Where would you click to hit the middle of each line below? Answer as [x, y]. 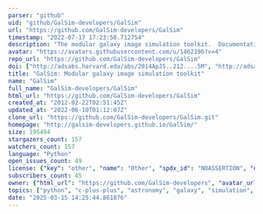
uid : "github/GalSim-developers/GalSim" [75, 23]
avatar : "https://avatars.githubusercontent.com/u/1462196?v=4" [115, 52]
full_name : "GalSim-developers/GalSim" [73, 88]
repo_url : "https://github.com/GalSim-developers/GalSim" [104, 60]
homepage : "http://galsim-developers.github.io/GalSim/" [103, 125]
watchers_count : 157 [42, 147]
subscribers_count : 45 [45, 176]
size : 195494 [29, 132]
